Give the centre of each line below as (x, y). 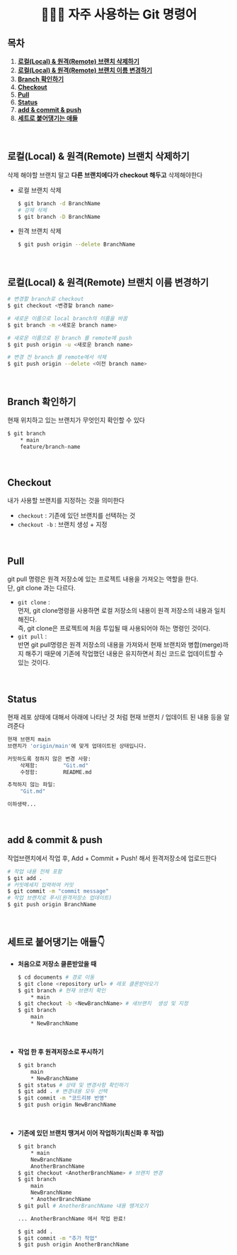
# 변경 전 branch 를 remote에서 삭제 (57, 357)
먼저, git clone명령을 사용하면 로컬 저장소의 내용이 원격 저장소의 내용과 (115, 611)
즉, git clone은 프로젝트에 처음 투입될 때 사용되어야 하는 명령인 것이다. (114, 629)
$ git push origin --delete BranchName (76, 245)
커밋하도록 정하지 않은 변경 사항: (49, 759)
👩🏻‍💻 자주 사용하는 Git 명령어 (119, 15)
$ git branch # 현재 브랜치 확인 (62, 990)
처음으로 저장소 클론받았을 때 (57, 964)
